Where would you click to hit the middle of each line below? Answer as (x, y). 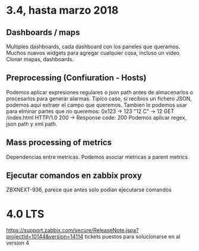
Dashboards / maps (43, 32)
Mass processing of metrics (59, 142)
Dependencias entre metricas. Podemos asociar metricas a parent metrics (97, 157)
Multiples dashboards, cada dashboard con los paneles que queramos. (93, 46)
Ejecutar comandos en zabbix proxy (74, 176)
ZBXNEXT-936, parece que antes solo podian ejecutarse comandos (89, 190)
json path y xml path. (32, 124)
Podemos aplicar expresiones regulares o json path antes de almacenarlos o (99, 92)
